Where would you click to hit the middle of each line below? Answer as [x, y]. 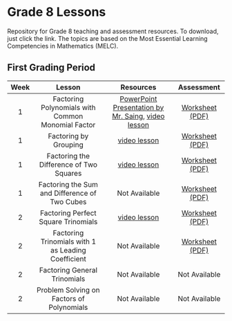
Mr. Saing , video [138, 116]
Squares [68, 173]
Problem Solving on [68, 290]
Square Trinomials [68, 221]
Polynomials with [68, 107]
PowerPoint [138, 99]
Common [68, 116]
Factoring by [68, 136]
